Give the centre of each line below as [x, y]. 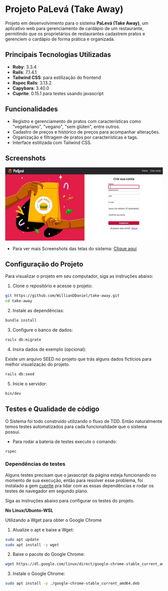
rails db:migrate [23, 340]
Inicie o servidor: [30, 383]
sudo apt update [22, 539]
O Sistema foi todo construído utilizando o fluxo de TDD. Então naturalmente [84, 421]
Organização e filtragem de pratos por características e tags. [75, 137]
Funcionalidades [32, 109]
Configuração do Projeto [44, 264]
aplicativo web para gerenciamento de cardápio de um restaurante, [74, 28]
